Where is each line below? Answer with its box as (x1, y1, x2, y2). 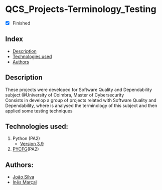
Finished (12, 20, 31, 26)
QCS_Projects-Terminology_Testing (5, 3, 156, 15)
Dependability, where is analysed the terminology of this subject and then (5, 102, 157, 108)
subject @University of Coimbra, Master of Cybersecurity (5, 91, 124, 98)
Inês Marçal (12, 179, 37, 185)
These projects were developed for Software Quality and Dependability (5, 86, 152, 92)
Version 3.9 (20, 141, 44, 147)
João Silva (12, 174, 35, 180)
